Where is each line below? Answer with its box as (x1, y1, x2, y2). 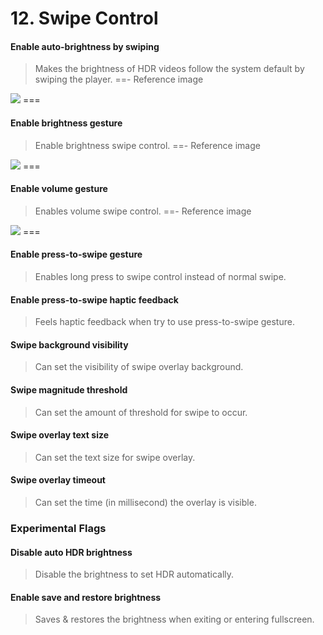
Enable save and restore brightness (10, 591, 162, 603)
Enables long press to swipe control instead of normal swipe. (34, 271, 287, 282)
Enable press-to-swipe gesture (10, 248, 143, 261)
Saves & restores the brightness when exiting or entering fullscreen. (34, 613, 315, 626)
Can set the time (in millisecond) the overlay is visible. (34, 497, 257, 509)
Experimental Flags (10, 521, 107, 535)
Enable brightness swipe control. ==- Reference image (34, 139, 261, 151)
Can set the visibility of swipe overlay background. (34, 361, 244, 373)
